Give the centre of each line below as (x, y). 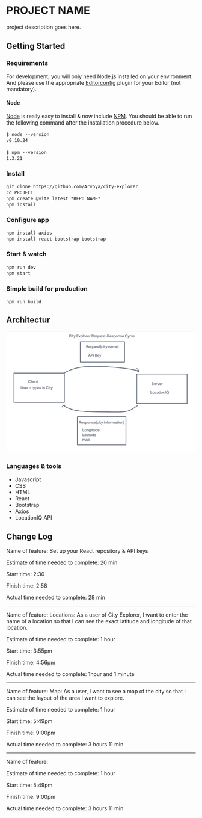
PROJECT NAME (48, 11)
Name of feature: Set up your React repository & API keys (77, 551)
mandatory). (22, 89)
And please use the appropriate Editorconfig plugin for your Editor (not (94, 82)
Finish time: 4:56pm (31, 663)
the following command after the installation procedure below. (83, 122)
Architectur (28, 320)
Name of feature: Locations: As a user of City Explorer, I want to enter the (97, 615)
